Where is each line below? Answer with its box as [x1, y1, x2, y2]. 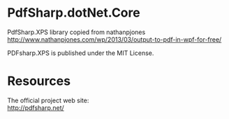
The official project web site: [7, 96, 89, 104]
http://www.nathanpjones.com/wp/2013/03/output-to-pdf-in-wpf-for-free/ [7, 35, 222, 43]
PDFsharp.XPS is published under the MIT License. [7, 49, 154, 57]
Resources [7, 73, 71, 89]
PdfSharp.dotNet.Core [7, 5, 141, 21]
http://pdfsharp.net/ [7, 103, 64, 112]
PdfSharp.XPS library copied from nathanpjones [7, 28, 146, 36]
